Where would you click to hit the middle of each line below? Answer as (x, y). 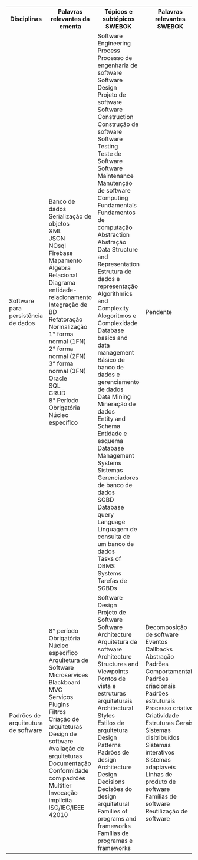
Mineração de (117, 404)
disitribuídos (162, 737)
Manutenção (115, 183)
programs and (117, 818)
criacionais (160, 686)
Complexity (113, 308)
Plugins (59, 704)
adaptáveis (161, 767)
